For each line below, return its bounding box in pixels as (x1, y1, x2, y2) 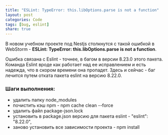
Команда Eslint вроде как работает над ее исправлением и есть (5, 62, 146, 68)
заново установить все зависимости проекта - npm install (12, 124, 140, 130)
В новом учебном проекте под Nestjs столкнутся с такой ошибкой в (5, 41, 155, 47)
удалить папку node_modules (12, 97, 77, 103)
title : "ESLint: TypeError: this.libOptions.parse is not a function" (5, 7, 159, 13)
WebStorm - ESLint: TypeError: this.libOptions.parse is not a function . (5, 46, 157, 52)
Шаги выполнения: (5, 85, 55, 92)
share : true (5, 27, 31, 32)
